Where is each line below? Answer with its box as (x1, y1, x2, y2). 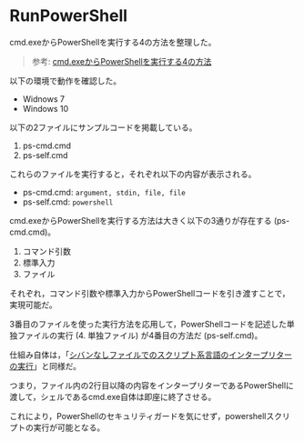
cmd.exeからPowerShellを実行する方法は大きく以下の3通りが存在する (9, 215, 272, 226)
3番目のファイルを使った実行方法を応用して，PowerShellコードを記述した (9, 318, 288, 329)
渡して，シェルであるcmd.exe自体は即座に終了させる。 (9, 391, 217, 402)
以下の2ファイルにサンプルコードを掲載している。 (9, 122, 198, 133)
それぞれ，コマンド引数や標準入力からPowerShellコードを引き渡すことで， (9, 287, 290, 298)
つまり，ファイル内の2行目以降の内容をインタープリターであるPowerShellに (9, 379, 294, 391)
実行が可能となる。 (33, 422, 106, 433)
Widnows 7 (22, 93, 66, 105)
